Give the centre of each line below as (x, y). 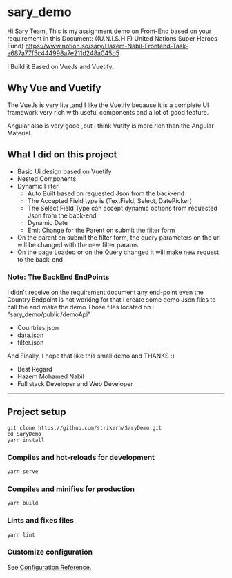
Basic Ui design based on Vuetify (64, 171)
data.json (30, 335)
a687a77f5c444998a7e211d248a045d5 (63, 53)
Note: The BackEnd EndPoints (58, 277)
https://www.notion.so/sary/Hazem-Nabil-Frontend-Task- (107, 46)
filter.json (30, 342)
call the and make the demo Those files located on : (81, 307)
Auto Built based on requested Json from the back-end (106, 193)
